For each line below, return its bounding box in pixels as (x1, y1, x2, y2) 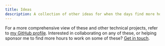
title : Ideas (5, 7, 32, 12)
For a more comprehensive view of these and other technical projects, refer (5, 25, 158, 31)
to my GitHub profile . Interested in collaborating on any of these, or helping (5, 30, 157, 36)
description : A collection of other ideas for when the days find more (5, 12, 155, 16)
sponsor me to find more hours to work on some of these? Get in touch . (5, 35, 150, 41)
